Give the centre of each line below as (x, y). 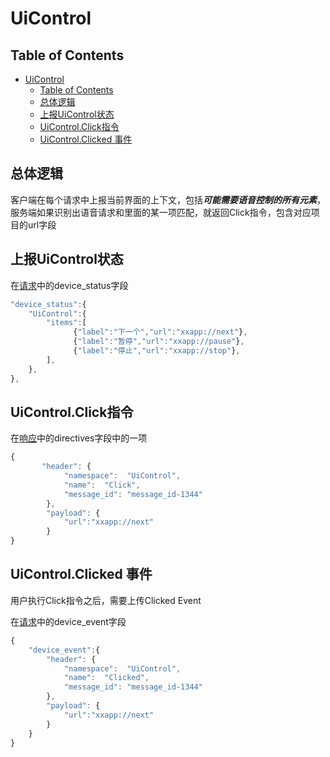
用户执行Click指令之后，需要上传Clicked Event (106, 600)
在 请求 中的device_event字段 (68, 621)
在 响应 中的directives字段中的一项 (79, 438)
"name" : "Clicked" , (106, 678)
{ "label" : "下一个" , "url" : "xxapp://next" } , (160, 332)
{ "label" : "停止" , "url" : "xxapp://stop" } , (157, 351)
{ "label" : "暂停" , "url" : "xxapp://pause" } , (159, 342)
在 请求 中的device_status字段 (69, 285)
